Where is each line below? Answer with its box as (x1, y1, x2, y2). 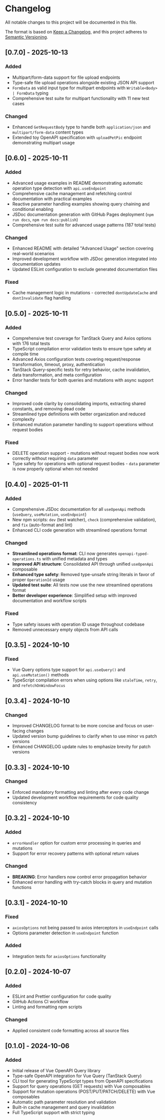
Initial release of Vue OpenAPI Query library (12, 1068, 101, 1074)
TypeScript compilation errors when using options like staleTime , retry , (12, 677, 157, 683)
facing (12, 728, 26, 734)
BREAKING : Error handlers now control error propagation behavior (12, 874, 147, 880)
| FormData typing (12, 90, 49, 96)
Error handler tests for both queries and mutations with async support (12, 377, 154, 383)
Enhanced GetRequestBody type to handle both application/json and (12, 124, 151, 130)
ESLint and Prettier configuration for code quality (12, 993, 111, 999)
